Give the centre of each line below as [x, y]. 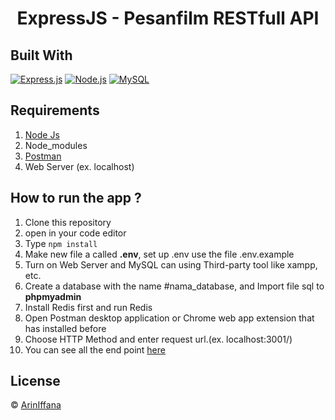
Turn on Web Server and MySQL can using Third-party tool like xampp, [171, 264]
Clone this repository [68, 222]
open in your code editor [75, 233]
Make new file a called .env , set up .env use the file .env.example [159, 254]
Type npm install [61, 243]
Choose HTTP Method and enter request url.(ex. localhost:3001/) [158, 339]
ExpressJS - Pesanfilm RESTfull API [168, 18]
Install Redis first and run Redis [88, 307]
